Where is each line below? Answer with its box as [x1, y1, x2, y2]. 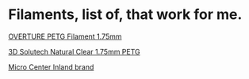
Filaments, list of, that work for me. [8, 6, 243, 24]
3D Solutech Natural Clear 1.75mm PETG [8, 47, 140, 56]
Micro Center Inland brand [8, 62, 94, 72]
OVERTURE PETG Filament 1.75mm [8, 32, 122, 41]
